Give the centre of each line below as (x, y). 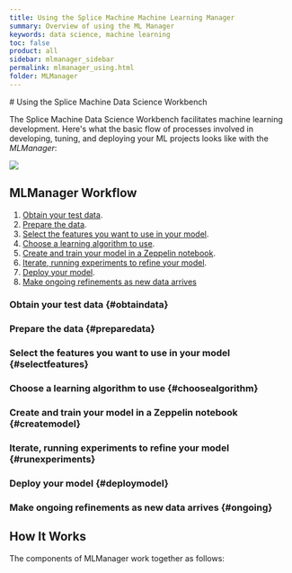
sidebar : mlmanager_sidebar (62, 59)
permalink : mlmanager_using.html (72, 68)
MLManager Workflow (73, 193)
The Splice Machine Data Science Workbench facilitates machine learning (146, 119)
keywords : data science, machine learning (90, 34)
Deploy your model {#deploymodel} (89, 484)
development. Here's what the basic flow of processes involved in (132, 129)
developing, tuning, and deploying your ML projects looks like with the (139, 138)
